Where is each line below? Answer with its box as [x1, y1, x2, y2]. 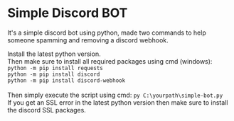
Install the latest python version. [7, 50, 101, 58]
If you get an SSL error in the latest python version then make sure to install [7, 98, 228, 107]
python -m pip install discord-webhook [7, 76, 126, 84]
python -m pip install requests [7, 64, 103, 71]
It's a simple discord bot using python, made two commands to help [7, 28, 206, 37]
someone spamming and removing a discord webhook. [7, 35, 169, 44]
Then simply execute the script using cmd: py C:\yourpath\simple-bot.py [7, 91, 223, 99]
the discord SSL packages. [7, 105, 87, 114]
